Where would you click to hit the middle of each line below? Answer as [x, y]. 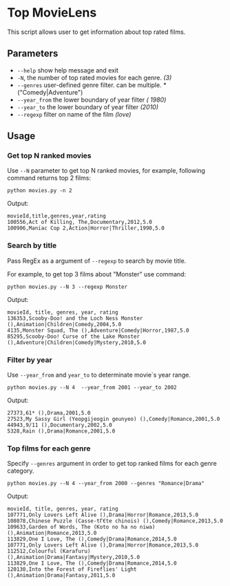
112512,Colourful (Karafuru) [49, 551]
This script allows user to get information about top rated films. [96, 32]
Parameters [33, 54]
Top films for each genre [49, 448]
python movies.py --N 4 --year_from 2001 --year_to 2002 [92, 388]
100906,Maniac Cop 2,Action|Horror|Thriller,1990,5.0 [86, 228]
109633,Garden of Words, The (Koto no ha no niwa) [81, 527]
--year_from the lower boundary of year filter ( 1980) [92, 100]
